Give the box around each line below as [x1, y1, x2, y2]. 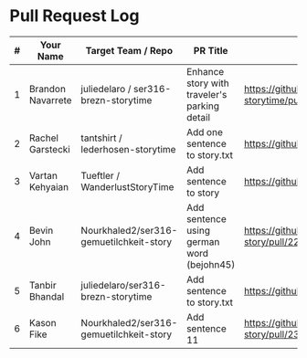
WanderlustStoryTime [80, 180, 175, 193]
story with [185, 77, 230, 89]
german [185, 235, 220, 247]
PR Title [193, 44, 228, 57]
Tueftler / [80, 169, 121, 182]
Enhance [185, 65, 225, 78]
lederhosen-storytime [80, 142, 176, 155]
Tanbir [28, 279, 57, 291]
